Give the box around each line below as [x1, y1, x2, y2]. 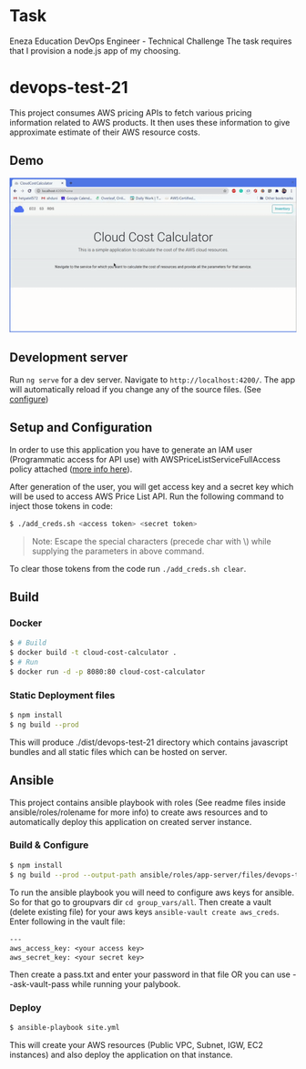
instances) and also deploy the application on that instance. [9, 1049, 233, 1060]
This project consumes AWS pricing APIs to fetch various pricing [9, 107, 252, 118]
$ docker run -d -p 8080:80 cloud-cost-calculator [9, 667, 206, 677]
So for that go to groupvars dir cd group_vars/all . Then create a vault [9, 896, 271, 907]
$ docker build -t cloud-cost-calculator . [9, 648, 178, 657]
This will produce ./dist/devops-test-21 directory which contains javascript [9, 737, 289, 748]
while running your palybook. [71, 978, 181, 989]
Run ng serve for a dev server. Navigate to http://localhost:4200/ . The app [9, 374, 296, 385]
